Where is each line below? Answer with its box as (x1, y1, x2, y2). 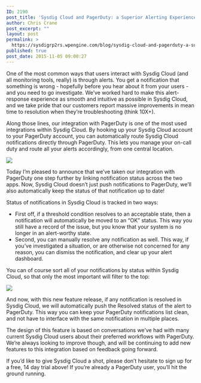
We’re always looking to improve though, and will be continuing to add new (6, 339, 191, 346)
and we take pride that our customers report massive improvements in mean (6, 101, 194, 108)
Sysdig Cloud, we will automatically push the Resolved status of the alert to (6, 302, 191, 309)
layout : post (6, 31, 39, 37)
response (6, 95, 30, 102)
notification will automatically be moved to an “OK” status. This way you (14, 216, 193, 224)
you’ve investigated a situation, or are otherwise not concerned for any (14, 242, 190, 249)
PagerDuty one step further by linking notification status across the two (6, 174, 182, 182)
